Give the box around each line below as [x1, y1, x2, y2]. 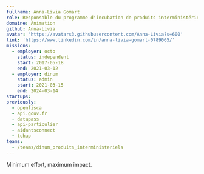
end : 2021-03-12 [17, 65, 59, 72]
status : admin [17, 76, 53, 82]
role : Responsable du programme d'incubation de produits [6, 15, 156, 21]
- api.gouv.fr [12, 110, 47, 116]
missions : [6, 43, 32, 49]
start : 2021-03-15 [17, 82, 64, 89]
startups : [6, 93, 32, 99]
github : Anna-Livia [6, 25, 56, 32]
